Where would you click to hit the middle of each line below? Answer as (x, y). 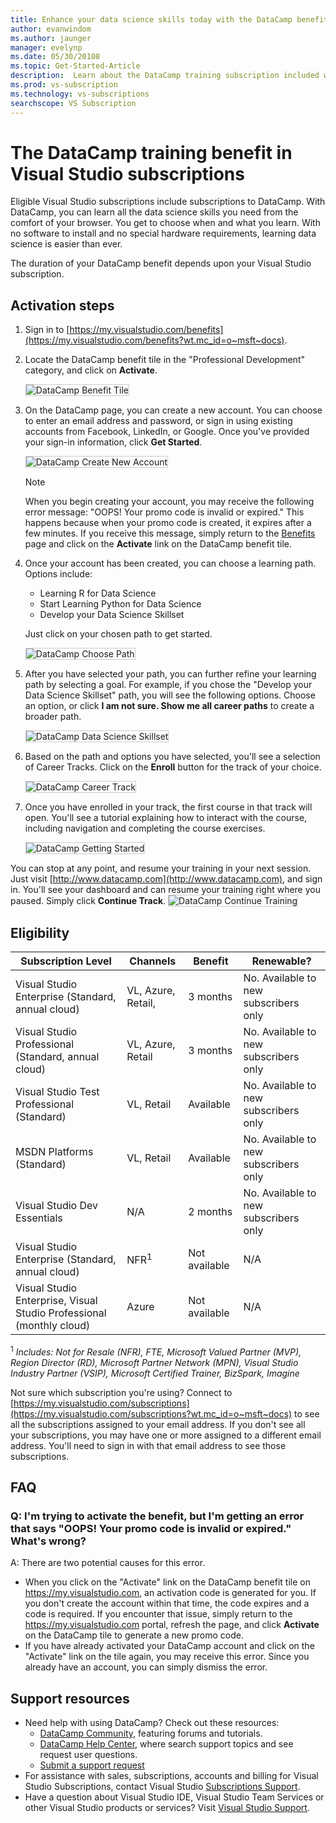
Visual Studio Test (57, 1092)
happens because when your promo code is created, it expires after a (168, 523)
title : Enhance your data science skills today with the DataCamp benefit (169, 19)
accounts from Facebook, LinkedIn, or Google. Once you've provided (167, 432)
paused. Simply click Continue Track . (88, 901)
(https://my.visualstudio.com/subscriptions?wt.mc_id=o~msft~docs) (151, 1413)
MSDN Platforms (54, 1152)
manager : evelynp (46, 47)
